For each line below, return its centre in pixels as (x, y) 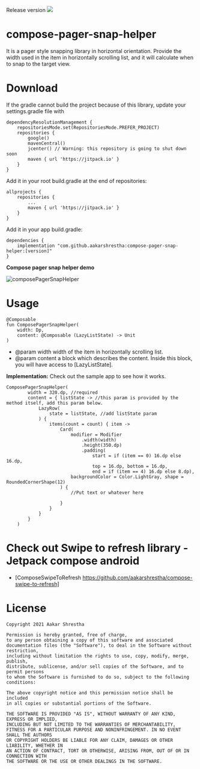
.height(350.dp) (102, 445)
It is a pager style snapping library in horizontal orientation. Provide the (94, 51)
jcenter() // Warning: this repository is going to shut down (107, 148)
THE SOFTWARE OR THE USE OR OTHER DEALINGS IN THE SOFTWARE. (84, 761)
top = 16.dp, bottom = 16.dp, (130, 466)
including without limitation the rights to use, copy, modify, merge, (98, 656)
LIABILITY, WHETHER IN (35, 746)
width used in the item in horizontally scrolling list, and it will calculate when (100, 57)
